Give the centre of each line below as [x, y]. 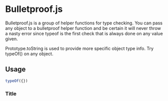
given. [12, 39]
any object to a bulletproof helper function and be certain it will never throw [83, 28]
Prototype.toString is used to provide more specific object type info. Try [79, 48]
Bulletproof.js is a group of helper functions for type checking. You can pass [84, 23]
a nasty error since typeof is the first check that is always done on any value [84, 33]
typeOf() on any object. [29, 54]
